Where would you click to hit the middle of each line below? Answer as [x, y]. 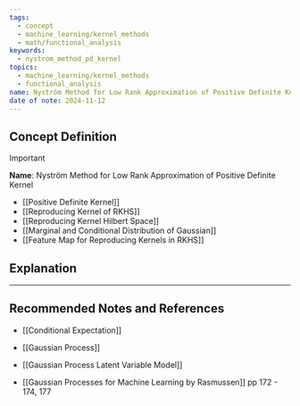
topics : [24, 68]
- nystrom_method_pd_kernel [70, 59]
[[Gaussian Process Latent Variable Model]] [102, 365]
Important [27, 158]
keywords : [28, 51]
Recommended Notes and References [117, 309]
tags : [19, 17]
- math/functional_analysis [70, 42]
